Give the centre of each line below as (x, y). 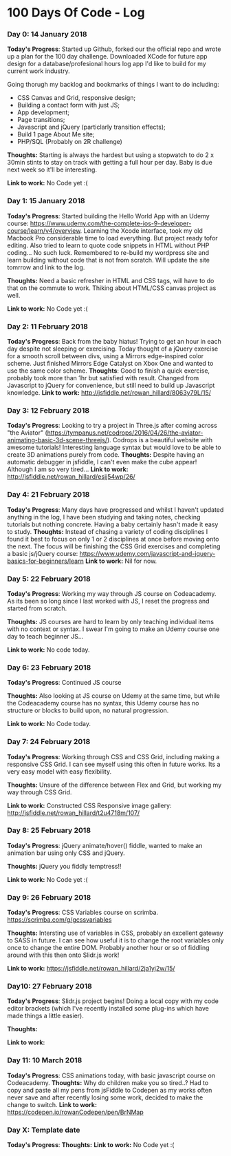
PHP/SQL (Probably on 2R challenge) (69, 142)
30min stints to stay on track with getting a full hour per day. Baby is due (110, 163)
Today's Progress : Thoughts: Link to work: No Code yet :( (91, 1145)
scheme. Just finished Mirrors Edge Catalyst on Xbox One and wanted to (110, 364)
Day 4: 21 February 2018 (48, 495)
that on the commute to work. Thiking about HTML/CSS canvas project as (112, 288)
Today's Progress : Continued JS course (64, 683)
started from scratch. (37, 608)
